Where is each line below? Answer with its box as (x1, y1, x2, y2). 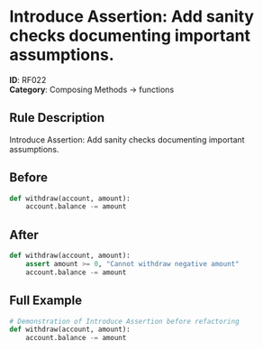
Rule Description (9, 110, 105, 125)
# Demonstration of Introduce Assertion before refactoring (9, 317, 240, 326)
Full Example (9, 293, 83, 309)
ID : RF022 (9, 74, 47, 85)
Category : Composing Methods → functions (9, 84, 175, 95)
